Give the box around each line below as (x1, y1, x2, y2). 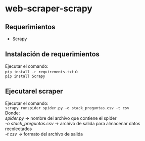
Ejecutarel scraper (5, 87, 63, 95)
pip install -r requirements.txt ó (5, 68, 78, 74)
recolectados (5, 126, 32, 132)
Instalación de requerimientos (5, 50, 100, 58)
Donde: (5, 110, 20, 116)
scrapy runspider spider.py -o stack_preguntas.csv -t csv (5, 105, 130, 110)
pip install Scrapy (5, 74, 46, 79)
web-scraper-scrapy (5, 3, 93, 14)
